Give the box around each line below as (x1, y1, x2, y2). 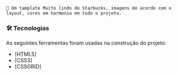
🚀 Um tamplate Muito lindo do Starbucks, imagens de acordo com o (6, 5, 172, 11)
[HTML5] (14, 51, 37, 58)
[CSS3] (14, 57, 32, 64)
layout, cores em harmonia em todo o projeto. (6, 10, 122, 16)
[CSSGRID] (14, 63, 42, 70)
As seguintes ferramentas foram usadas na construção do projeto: (6, 40, 166, 47)
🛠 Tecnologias (6, 24, 50, 33)
